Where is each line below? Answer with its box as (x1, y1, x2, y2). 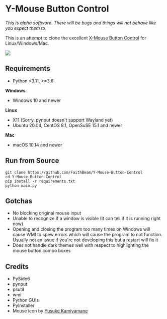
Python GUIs (12, 297, 39, 303)
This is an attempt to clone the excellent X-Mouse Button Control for (5, 35, 147, 41)
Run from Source (5, 156, 59, 165)
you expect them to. (5, 25, 47, 31)
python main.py (5, 183, 37, 188)
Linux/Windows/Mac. (5, 40, 49, 46)
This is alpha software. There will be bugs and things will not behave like (5, 20, 156, 26)
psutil (12, 286, 24, 293)
